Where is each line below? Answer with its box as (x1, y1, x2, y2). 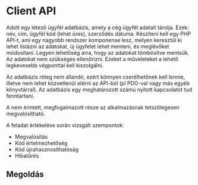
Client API (6, 4, 56, 18)
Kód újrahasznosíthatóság (14, 146, 79, 153)
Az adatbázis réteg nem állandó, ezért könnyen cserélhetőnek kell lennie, (6, 73, 186, 80)
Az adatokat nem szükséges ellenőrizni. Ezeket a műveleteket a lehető (6, 55, 178, 62)
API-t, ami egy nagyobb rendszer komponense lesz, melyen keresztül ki (6, 36, 183, 43)
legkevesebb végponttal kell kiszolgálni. (6, 61, 104, 69)
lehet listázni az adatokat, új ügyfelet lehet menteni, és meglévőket (6, 43, 169, 50)
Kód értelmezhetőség (14, 139, 68, 146)
